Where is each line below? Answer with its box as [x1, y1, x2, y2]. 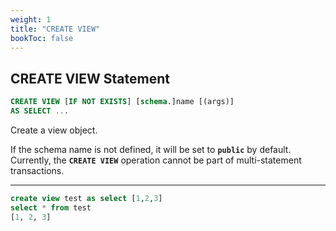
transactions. [10, 164, 65, 176]
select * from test [10, 202, 92, 213]
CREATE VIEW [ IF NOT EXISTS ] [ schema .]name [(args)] [10, 97, 235, 107]
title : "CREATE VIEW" [10, 24, 101, 34]
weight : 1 [10, 14, 52, 25]
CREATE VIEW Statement [10, 70, 170, 87]
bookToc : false [10, 33, 74, 43]
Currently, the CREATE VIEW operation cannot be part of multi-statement [10, 154, 302, 166]
